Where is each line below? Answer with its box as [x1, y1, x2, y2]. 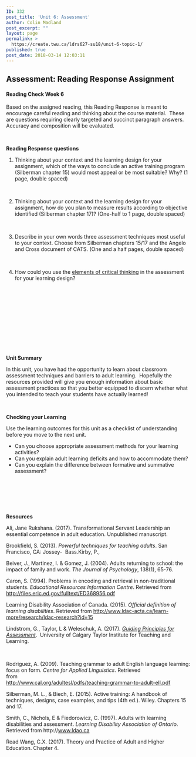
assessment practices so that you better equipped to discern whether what [6, 384, 188, 391]
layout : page [6, 31, 38, 36]
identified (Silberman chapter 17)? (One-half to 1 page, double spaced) [14, 210, 185, 217]
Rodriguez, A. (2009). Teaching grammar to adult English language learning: [6, 661, 191, 668]
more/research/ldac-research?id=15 [6, 614, 93, 621]
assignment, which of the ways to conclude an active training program [14, 163, 185, 170]
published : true [6, 47, 46, 53]
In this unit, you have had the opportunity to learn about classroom [6, 366, 167, 373]
